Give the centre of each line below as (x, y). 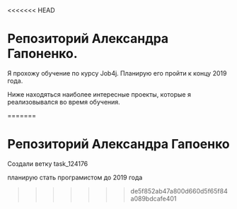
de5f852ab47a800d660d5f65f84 (179, 191)
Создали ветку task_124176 (48, 163)
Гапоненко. (42, 54)
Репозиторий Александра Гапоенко (118, 144)
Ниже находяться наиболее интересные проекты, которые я (99, 94)
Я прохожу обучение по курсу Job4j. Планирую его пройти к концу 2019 (117, 73)
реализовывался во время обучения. (64, 102)
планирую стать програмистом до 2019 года (75, 177)
